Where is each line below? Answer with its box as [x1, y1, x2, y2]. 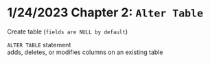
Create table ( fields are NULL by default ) [7, 27, 128, 36]
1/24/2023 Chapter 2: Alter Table [7, 5, 204, 21]
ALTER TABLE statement [7, 40, 71, 49]
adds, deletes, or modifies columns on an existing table [7, 48, 163, 56]
